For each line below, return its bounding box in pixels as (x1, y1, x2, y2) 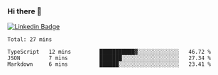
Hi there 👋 (7, 6, 43, 16)
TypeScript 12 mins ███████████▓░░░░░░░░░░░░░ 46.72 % (7, 49, 212, 56)
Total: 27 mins (7, 36, 53, 43)
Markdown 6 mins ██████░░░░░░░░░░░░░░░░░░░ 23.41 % (7, 61, 212, 68)
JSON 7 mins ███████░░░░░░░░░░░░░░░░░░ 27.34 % (7, 54, 212, 62)
